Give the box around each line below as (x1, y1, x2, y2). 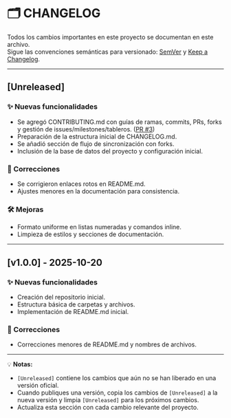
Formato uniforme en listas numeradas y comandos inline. (16, 223, 182, 231)
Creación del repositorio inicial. (16, 293, 105, 301)
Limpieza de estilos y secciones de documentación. (16, 230, 164, 238)
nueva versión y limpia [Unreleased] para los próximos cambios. (16, 396, 199, 404)
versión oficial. (16, 382, 59, 390)
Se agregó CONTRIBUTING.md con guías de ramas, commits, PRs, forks (16, 118, 222, 126)
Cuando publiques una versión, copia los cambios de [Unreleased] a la (16, 388, 218, 397)
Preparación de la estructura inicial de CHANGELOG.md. (16, 132, 177, 140)
